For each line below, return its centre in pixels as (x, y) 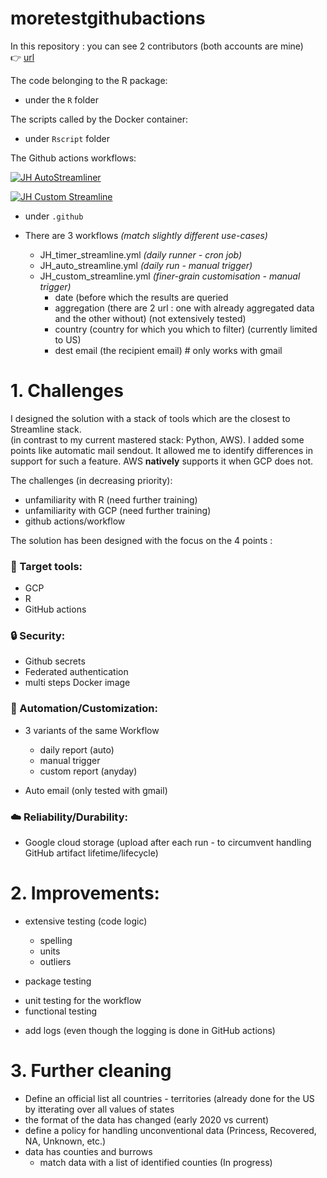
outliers (55, 961)
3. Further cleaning (91, 1071)
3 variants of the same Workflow (92, 730)
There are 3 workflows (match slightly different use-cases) (146, 235)
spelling (56, 940)
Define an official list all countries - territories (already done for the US (169, 1098)
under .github (54, 216)
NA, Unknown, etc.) (65, 1141)
